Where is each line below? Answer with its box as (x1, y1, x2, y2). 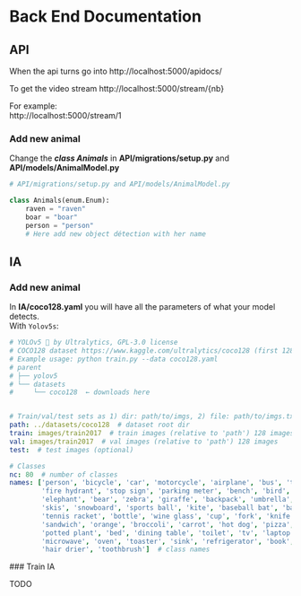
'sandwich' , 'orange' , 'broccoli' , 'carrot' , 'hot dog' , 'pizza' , (41, 520, 295, 529)
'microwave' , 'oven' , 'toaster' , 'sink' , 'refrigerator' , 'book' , (41, 537, 295, 546)
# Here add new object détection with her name (25, 229, 206, 239)
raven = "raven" (25, 205, 87, 214)
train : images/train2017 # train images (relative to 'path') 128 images (9, 429, 295, 438)
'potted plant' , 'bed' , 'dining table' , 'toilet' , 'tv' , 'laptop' (41, 528, 295, 538)
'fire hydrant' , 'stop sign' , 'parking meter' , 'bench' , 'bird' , (41, 486, 291, 495)
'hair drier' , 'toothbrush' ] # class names (41, 545, 211, 554)
